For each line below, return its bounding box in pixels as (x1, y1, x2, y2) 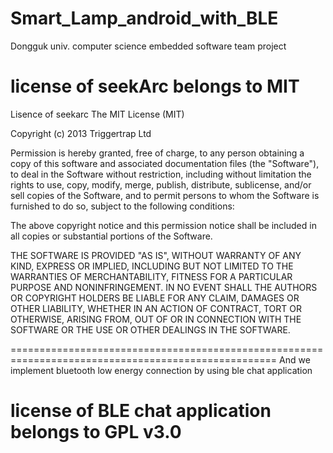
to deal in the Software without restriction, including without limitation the (10, 168, 312, 180)
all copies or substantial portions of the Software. (10, 230, 213, 242)
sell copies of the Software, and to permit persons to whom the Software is (10, 189, 320, 201)
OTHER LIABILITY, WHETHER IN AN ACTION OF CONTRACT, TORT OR (10, 302, 302, 314)
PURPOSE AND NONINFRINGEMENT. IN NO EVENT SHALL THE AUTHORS (10, 281, 318, 293)
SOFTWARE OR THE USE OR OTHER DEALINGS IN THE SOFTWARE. (10, 323, 291, 336)
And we (279, 353, 311, 366)
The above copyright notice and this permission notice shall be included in (10, 219, 317, 231)
